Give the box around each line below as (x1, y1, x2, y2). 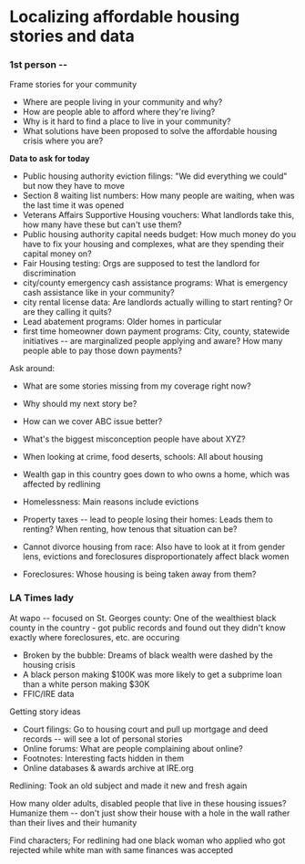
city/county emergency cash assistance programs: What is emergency (22, 277, 289, 288)
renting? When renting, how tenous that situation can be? (22, 524, 239, 535)
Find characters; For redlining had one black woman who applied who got (9, 835, 286, 846)
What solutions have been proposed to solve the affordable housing (22, 126, 278, 137)
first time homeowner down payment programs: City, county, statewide (22, 326, 290, 337)
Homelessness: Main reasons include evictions (22, 496, 199, 507)
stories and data (9, 26, 135, 47)
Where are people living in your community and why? (22, 97, 223, 108)
